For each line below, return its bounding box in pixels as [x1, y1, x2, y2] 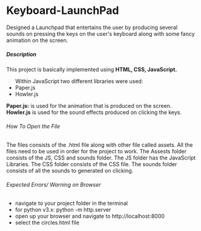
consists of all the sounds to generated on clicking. [6, 167, 134, 175]
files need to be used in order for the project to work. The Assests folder [6, 148, 186, 155]
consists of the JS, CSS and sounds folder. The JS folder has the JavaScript [6, 154, 196, 161]
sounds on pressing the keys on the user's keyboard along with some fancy [6, 30, 195, 37]
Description [6, 50, 37, 58]
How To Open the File [6, 122, 61, 130]
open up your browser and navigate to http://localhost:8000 [15, 213, 165, 220]
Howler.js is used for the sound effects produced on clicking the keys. [6, 109, 182, 116]
